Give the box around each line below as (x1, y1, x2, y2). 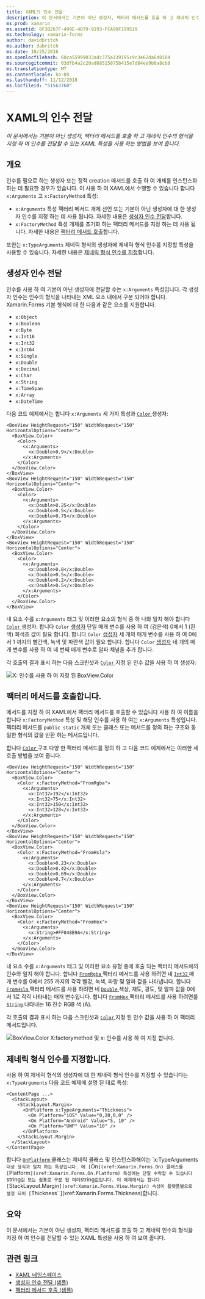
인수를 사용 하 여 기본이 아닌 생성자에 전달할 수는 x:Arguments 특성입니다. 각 (6, 285, 187, 293)
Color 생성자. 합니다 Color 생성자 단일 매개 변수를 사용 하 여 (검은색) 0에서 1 (6, 623, 187, 630)
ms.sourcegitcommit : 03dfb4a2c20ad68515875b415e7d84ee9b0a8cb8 (6, 60, 171, 66)
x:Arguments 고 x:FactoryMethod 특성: (6, 192, 99, 199)
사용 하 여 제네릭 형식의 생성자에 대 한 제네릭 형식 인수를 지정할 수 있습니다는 (6, 1071, 189, 1079)
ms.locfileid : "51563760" (6, 83, 72, 89)
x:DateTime (15, 398, 43, 405)
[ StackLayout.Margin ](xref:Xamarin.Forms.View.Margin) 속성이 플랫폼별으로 (6, 1182, 193, 1190)
